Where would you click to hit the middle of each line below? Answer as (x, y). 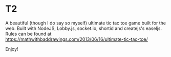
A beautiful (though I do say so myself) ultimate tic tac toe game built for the (86, 23)
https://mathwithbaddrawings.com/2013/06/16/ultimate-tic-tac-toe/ (77, 39)
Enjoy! (12, 49)
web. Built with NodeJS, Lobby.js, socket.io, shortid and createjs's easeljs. (84, 28)
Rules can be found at (28, 34)
